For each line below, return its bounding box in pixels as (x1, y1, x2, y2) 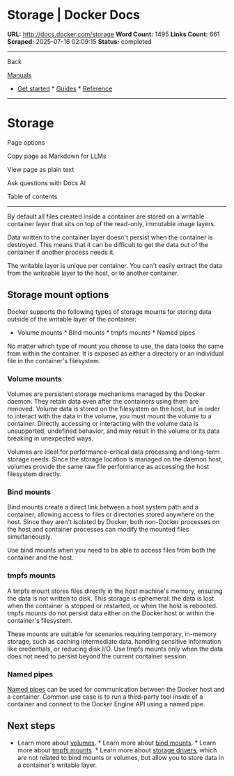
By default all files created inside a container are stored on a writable (7, 212, 205, 221)
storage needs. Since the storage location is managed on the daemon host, (7, 454, 223, 463)
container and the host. (7, 553, 75, 562)
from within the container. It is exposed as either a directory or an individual (7, 349, 224, 358)
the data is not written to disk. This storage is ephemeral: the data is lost (7, 594, 214, 602)
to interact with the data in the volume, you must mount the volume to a (7, 411, 212, 420)
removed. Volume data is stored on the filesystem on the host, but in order (7, 404, 221, 413)
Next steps (7, 720, 56, 732)
